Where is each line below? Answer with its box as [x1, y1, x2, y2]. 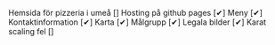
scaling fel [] [8, 26, 54, 36]
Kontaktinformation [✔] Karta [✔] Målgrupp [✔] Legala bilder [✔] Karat [8, 17, 267, 27]
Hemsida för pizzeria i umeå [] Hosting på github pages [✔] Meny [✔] [8, 8, 263, 18]
